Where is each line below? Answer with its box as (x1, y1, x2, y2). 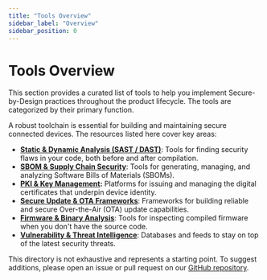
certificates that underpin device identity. (19, 187, 157, 197)
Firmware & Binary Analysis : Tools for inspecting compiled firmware (19, 213, 249, 223)
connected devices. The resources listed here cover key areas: (8, 130, 217, 139)
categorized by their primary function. (8, 105, 134, 115)
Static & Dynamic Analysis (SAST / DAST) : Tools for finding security (19, 145, 249, 154)
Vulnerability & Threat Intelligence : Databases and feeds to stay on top (19, 230, 259, 240)
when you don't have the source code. (19, 222, 149, 232)
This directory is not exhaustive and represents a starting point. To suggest (8, 254, 257, 264)
